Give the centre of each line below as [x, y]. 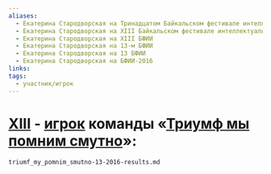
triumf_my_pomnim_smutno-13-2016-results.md [84, 163]
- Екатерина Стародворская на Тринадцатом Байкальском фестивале [128, 23]
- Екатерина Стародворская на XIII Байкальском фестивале [115, 31]
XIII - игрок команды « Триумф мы [129, 123]
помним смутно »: [73, 140]
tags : [17, 76]
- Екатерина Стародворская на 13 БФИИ [81, 53]
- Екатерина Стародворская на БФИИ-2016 [84, 62]
